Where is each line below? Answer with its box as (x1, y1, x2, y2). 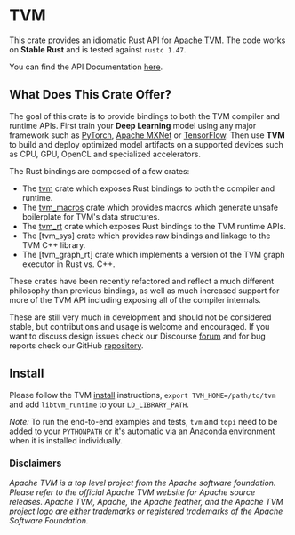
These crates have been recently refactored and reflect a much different (9, 275, 275, 286)
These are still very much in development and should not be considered (9, 312, 272, 323)
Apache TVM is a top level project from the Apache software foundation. (9, 477, 276, 488)
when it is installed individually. (9, 435, 123, 445)
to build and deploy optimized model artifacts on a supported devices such (9, 139, 283, 149)
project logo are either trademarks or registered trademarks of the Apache (9, 506, 283, 516)
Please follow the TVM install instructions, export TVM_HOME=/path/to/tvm (9, 389, 276, 400)
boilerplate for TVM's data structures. (21, 211, 160, 222)
